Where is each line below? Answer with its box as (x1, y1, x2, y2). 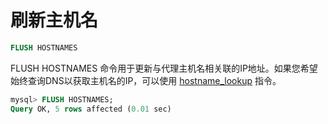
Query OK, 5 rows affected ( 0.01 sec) (10, 104, 172, 114)
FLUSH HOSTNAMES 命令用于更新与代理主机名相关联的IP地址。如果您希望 (10, 62, 318, 74)
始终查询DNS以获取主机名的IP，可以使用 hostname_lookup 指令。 (10, 74, 282, 86)
